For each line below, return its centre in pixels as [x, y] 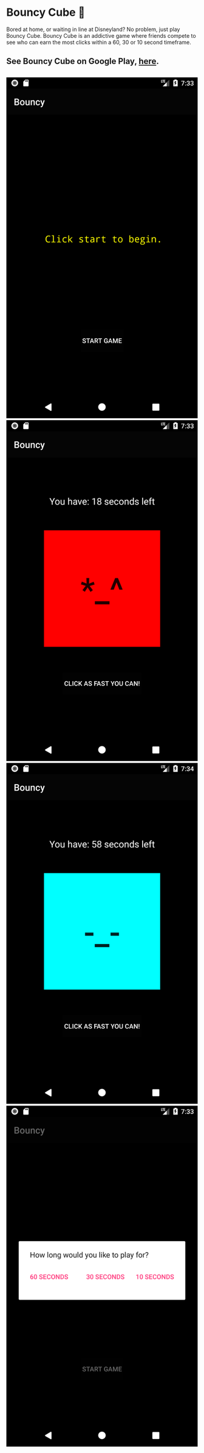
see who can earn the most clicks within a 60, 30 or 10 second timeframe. [99, 42]
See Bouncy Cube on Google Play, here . [83, 61]
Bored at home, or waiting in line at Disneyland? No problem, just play [93, 29]
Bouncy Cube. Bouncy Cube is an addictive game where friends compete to [101, 35]
